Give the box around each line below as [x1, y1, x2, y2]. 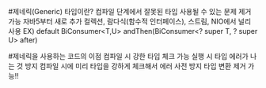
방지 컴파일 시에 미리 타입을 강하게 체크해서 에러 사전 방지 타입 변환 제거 [25, 61, 247, 71]
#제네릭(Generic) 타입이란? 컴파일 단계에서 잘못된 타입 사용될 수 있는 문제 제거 [8, 7, 252, 16]
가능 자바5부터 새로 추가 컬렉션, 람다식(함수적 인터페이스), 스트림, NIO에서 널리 [8, 16, 252, 26]
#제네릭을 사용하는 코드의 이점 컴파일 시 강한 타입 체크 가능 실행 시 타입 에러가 [8, 52, 249, 60]
